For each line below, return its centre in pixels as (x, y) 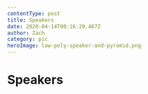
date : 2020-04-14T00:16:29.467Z (54, 26)
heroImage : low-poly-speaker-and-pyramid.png (74, 46)
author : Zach (26, 33)
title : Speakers (31, 20)
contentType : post (34, 13)
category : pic (28, 39)
